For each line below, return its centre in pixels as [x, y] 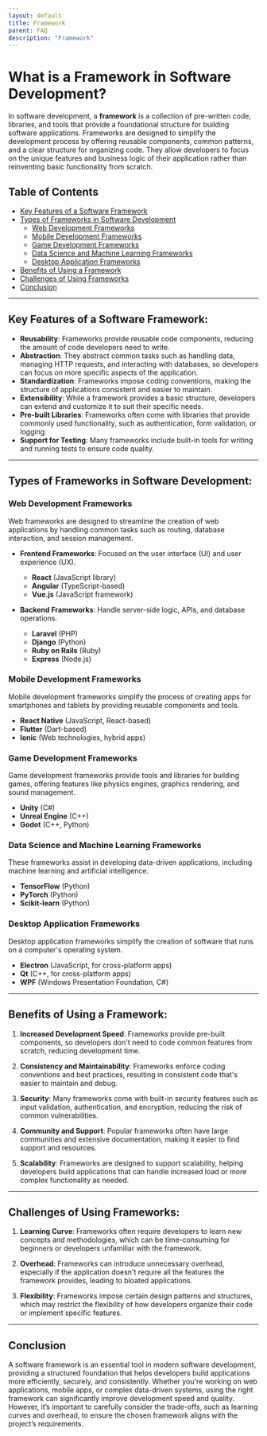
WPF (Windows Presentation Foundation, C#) [94, 982]
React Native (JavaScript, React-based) [85, 720]
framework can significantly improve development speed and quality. [122, 1399]
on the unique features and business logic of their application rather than [128, 158]
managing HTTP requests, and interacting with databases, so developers [139, 364]
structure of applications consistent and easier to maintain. [116, 389]
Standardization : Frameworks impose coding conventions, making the [135, 381]
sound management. [42, 792]
